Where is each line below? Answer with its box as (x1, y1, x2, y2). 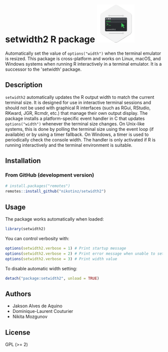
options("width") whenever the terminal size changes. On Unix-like (5, 120, 145, 127)
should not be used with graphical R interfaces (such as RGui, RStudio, (5, 105, 151, 111)
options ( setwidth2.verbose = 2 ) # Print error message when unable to (5, 251, 155, 256)
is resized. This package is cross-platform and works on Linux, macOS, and (5, 55, 161, 62)
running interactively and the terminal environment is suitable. (5, 142, 132, 148)
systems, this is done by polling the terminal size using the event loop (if (5, 126, 154, 132)
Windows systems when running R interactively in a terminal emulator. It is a (5, 61, 162, 67)
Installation (5, 156, 41, 165)
